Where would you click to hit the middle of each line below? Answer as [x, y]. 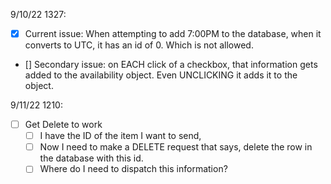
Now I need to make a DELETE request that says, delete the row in [176, 147]
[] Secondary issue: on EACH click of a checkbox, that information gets [171, 65]
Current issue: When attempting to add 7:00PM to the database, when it [173, 33]
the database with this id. [91, 158]
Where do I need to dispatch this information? [133, 169]
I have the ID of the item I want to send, [120, 136]
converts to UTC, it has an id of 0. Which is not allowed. [139, 45]
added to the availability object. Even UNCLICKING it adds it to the [161, 75]
